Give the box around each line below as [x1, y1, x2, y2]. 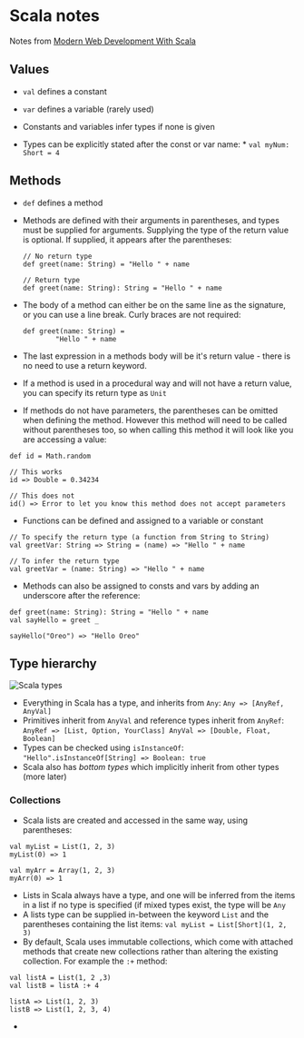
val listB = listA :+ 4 [9, 981, 100, 990]
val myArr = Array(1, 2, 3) [9, 865, 116, 875]
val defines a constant [22, 85, 107, 96]
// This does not [9, 491, 75, 500]
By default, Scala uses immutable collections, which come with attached [22, 936, 293, 947]
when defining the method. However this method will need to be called [22, 414, 288, 425]
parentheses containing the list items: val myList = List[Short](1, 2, [22, 918, 288, 929]
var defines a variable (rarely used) [22, 104, 154, 114]
